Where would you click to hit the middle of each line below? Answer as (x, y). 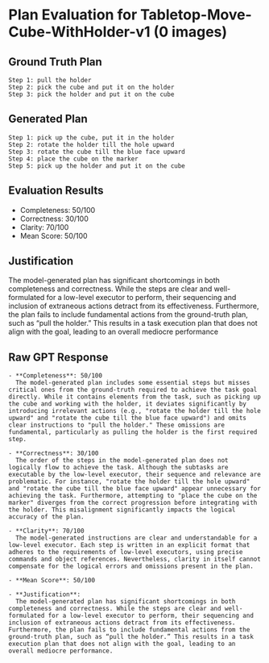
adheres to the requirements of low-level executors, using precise (126, 552)
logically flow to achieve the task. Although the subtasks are (118, 468)
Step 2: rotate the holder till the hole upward (91, 144)
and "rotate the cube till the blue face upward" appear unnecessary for (135, 489)
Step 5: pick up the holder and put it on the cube (97, 166)
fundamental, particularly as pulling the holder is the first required (133, 432)
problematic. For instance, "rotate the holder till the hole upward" (129, 482)
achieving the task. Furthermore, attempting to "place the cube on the (133, 496)
